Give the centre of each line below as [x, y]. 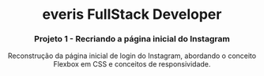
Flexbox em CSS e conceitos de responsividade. [132, 64]
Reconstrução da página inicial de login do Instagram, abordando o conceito [132, 56]
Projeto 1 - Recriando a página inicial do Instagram [132, 39]
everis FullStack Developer [132, 14]
